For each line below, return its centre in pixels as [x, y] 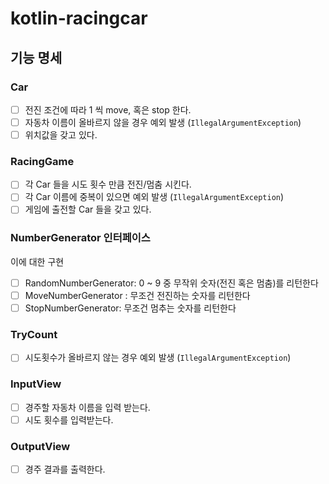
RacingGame [42, 161]
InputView [36, 384]
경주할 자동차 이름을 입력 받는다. [87, 407]
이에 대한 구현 [37, 261]
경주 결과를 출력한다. [65, 469]
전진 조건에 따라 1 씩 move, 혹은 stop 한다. [108, 109]
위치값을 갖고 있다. [61, 135]
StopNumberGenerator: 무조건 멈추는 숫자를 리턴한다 [130, 308]
